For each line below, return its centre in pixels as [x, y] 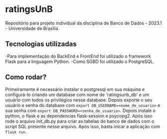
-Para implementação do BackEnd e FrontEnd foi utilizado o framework [78, 56]
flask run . [16, 131]
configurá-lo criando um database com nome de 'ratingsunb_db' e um [77, 94]
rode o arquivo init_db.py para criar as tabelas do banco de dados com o [80, 121]
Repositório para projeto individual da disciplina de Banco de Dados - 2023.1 [83, 23]
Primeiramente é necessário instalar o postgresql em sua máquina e [75, 89]
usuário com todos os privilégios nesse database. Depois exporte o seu [79, 100]
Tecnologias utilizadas [41, 44]
